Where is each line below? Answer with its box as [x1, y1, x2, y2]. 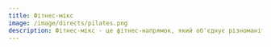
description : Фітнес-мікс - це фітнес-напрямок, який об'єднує [8, 26, 226, 34]
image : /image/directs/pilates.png [8, 19, 128, 27]
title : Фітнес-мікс [8, 11, 74, 20]
